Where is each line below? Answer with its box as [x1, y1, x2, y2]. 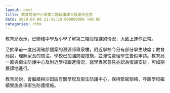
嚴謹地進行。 [5, 65, 32, 71]
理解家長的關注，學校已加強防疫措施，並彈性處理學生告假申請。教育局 [18, 53, 165, 59]
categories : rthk [5, 21, 42, 27]
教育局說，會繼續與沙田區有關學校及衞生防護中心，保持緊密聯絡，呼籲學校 [5, 76, 160, 82]
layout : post [5, 7, 33, 13]
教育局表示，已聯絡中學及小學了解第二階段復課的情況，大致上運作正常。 [5, 36, 156, 42]
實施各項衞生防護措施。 [9, 82, 59, 88]
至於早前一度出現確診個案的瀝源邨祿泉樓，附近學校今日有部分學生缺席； [5, 46, 156, 53]
